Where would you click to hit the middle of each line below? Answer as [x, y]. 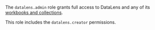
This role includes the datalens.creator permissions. [60, 22]
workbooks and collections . [34, 12]
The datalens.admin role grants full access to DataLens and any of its [78, 7]
